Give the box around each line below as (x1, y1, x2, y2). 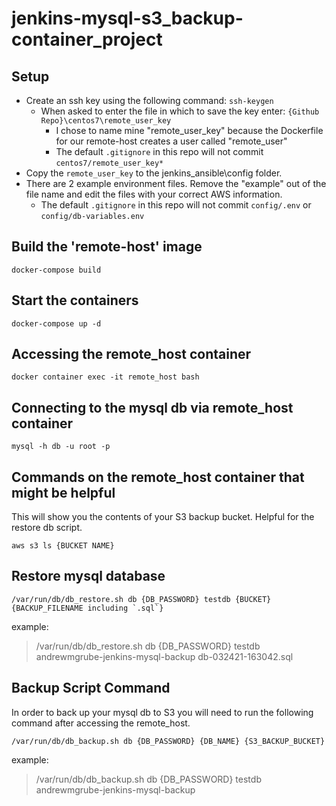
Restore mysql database (11, 568, 166, 585)
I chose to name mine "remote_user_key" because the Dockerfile (55, 125, 324, 136)
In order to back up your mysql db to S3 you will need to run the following (11, 706, 314, 718)
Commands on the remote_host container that (11, 468, 305, 486)
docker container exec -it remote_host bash (11, 372, 200, 382)
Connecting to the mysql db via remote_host (11, 399, 294, 416)
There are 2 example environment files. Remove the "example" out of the (25, 178, 327, 189)
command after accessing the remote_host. (11, 717, 191, 729)
